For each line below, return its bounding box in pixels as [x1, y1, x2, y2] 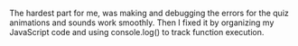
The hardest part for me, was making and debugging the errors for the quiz [9, 8, 289, 18]
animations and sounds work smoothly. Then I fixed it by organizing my [9, 17, 275, 28]
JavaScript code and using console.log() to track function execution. [9, 27, 265, 37]
